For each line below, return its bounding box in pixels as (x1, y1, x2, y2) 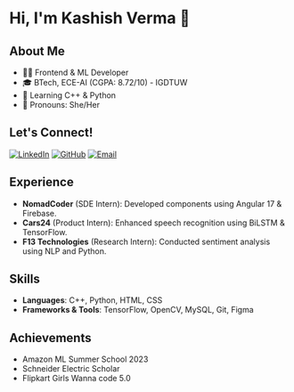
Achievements (9, 330, 92, 346)
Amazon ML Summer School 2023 (21, 354, 149, 364)
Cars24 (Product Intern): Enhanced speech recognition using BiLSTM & (21, 217, 285, 228)
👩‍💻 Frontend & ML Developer (21, 67, 129, 78)
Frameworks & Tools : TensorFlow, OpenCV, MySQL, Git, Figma (21, 305, 254, 315)
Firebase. (21, 208, 57, 218)
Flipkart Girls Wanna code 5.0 (21, 373, 131, 384)
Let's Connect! (9, 125, 94, 141)
